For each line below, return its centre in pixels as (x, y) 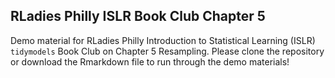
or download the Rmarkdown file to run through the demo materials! (150, 61)
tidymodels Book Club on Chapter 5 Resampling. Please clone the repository (167, 51)
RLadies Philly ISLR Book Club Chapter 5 (138, 16)
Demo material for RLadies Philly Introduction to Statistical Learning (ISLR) (163, 40)
